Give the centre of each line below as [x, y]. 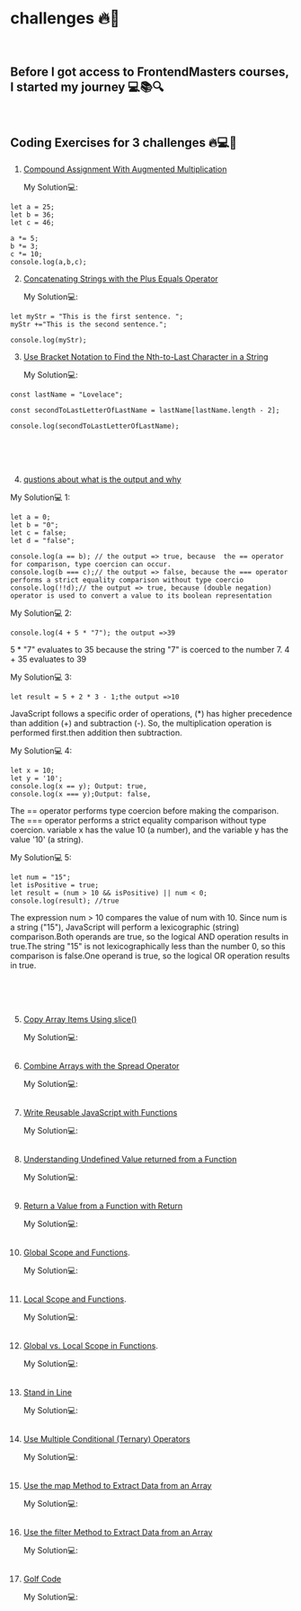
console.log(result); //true [65, 901]
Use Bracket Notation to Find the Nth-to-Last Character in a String [146, 356]
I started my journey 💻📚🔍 [87, 88]
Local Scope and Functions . [75, 1299]
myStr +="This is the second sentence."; [89, 324]
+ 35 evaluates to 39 [49, 659]
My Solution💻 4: [41, 751]
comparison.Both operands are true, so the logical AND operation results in [149, 936]
